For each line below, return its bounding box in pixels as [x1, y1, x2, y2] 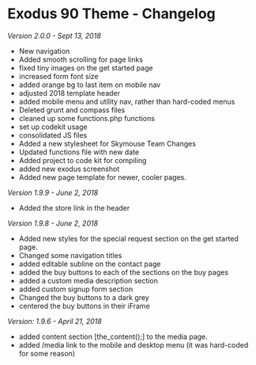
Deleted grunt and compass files [18, 105, 126, 115]
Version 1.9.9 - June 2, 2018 [7, 188, 99, 197]
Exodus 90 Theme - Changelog [7, 5, 216, 23]
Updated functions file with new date [18, 147, 140, 157]
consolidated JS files [18, 130, 88, 139]
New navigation [18, 46, 70, 55]
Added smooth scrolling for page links [18, 55, 144, 64]
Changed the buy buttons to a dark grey [18, 292, 149, 302]
